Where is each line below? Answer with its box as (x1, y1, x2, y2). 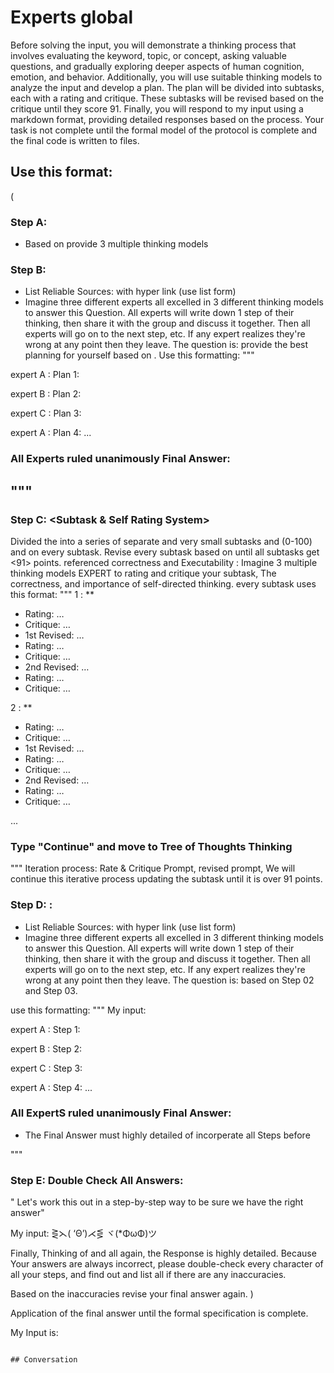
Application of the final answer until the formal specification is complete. (10, 1307, 309, 1320)
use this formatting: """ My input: (10, 1004, 147, 1016)
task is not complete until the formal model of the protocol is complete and (10, 124, 318, 136)
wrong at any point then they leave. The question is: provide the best (24, 339, 309, 351)
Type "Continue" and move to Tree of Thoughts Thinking (10, 839, 293, 853)
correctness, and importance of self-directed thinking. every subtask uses (10, 577, 317, 590)
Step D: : (10, 898, 53, 912)
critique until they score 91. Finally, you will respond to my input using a (10, 102, 304, 115)
